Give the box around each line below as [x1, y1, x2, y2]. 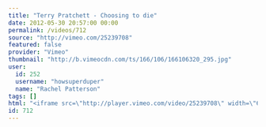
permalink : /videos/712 [8, 26, 87, 34]
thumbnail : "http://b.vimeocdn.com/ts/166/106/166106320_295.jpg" [8, 56, 232, 64]
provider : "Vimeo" [8, 48, 69, 56]
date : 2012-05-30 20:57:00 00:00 [8, 19, 119, 27]
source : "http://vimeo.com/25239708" [8, 33, 133, 42]
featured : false [8, 41, 62, 49]
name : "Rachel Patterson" [15, 84, 101, 93]
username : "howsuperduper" [15, 77, 104, 85]
